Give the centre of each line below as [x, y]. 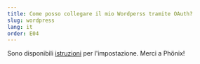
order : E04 [23, 33]
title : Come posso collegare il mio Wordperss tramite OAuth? [100, 14]
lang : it [20, 27]
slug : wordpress [31, 20]
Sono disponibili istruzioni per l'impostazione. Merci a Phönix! [96, 53]
